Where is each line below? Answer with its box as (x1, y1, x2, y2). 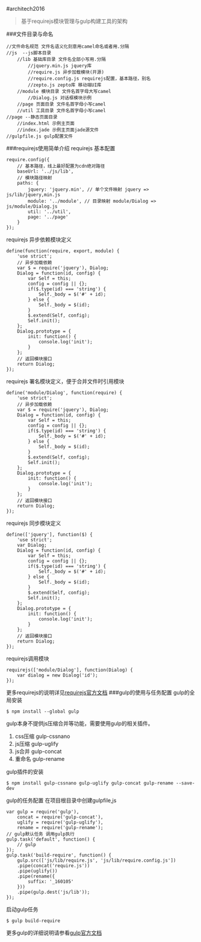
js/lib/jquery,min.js (6, 192, 61, 198)
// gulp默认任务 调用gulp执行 (6, 831, 75, 837)
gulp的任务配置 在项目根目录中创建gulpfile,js (6, 797, 117, 804)
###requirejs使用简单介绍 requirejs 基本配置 (6, 145, 116, 151)
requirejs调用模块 (6, 655, 49, 662)
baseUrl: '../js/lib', (17, 168, 74, 174)
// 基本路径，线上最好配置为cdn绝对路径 (17, 163, 105, 169)
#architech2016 (6, 5, 45, 12)
